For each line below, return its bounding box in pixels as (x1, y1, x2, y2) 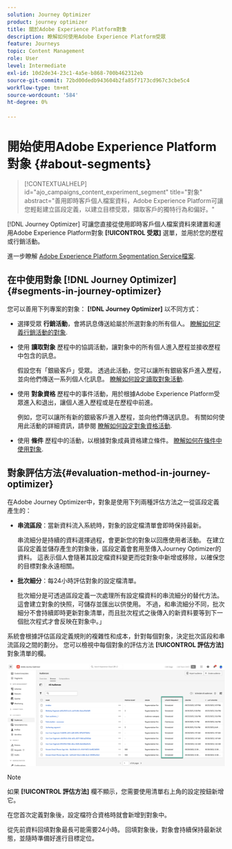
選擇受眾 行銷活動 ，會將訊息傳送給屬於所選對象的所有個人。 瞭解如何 (17, 319, 215, 328)
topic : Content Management (7, 48, 85, 55)
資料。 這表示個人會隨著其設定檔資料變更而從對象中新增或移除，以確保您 (17, 553, 225, 561)
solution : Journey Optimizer (7, 11, 91, 18)
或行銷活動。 (7, 237, 43, 245)
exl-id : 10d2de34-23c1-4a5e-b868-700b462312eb (7, 69, 144, 76)
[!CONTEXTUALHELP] (23, 179, 88, 188)
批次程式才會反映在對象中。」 (23, 617, 106, 625)
